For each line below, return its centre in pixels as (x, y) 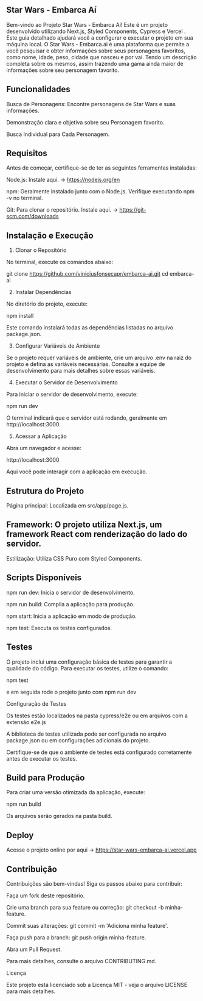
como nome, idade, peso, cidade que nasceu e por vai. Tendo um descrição (101, 57)
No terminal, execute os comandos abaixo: (60, 262)
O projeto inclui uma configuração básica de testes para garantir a (89, 662)
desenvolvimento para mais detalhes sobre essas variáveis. (81, 371)
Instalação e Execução (50, 235)
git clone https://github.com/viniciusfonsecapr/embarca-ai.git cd (87, 274)
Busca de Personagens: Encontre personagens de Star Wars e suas (91, 104)
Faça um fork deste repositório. (46, 895)
